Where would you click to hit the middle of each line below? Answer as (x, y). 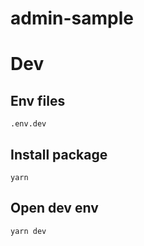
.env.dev (28, 124)
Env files (38, 100)
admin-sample (72, 18)
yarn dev (28, 231)
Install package (59, 154)
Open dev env (54, 208)
